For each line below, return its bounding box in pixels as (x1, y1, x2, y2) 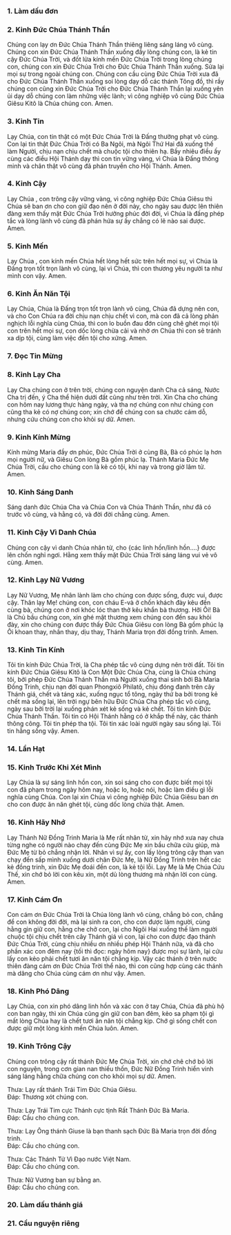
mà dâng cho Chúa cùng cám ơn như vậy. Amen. (7, 969, 146, 977)
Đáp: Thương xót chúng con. (7, 1093, 88, 1101)
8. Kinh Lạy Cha (7, 370, 61, 380)
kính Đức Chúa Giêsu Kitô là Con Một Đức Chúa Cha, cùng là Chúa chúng (7, 668, 217, 676)
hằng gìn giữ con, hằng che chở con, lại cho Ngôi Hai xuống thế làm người (7, 925, 217, 933)
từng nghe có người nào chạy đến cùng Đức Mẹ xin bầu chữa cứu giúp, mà (7, 840, 220, 849)
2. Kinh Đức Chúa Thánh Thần (7, 24, 110, 34)
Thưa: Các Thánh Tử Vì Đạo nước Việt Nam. (7, 1155, 131, 1163)
